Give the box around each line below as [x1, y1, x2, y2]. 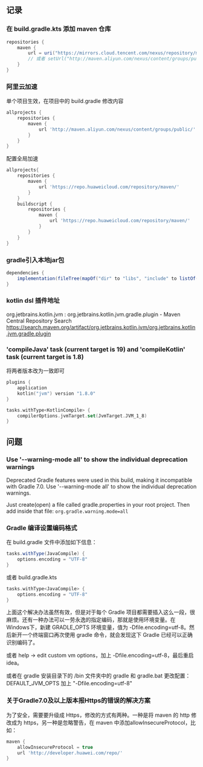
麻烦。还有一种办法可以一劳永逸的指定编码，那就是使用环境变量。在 [6, 616, 176, 624]
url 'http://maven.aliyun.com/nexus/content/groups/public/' [38, 126, 196, 133]
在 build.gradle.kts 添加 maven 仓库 [6, 25, 111, 33]
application [17, 385, 47, 391]
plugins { [6, 380, 31, 386]
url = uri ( [28, 50, 56, 56]
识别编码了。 [6, 639, 38, 646]
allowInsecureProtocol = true [17, 744, 94, 750]
